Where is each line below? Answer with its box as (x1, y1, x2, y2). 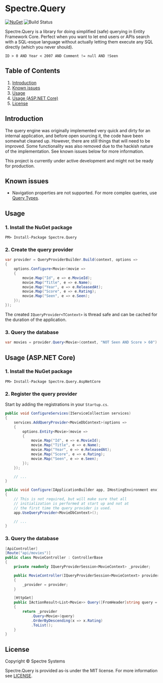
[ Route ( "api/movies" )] (5, 551, 51, 556)
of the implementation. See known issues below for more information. (5, 148, 144, 154)
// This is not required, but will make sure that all (14, 497, 127, 502)
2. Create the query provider (5, 246, 74, 253)
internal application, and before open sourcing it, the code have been (5, 133, 143, 139)
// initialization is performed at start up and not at (14, 501, 130, 506)
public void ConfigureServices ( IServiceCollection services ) (5, 411, 131, 416)
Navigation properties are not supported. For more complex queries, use (12, 190, 157, 196)
